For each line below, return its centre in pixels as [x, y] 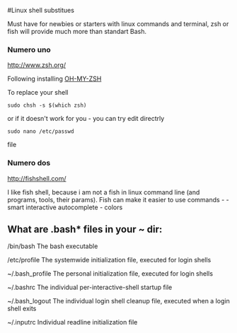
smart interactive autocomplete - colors [65, 207]
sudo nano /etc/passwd [41, 132]
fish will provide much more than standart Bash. [77, 31]
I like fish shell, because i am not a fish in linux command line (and [104, 192]
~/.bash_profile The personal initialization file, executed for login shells [110, 274]
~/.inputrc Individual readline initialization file [73, 322]
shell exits [22, 309]
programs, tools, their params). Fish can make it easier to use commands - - [118, 199]
